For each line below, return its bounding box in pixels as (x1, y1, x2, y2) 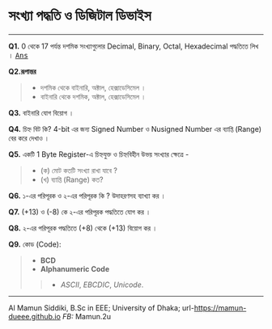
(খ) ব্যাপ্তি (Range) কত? (40, 175, 104, 184)
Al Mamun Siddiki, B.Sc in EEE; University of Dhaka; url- (8, 302, 194, 313)
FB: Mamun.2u (62, 311, 112, 321)
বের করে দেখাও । (8, 133, 50, 143)
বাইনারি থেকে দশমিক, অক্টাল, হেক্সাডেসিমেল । (40, 91, 147, 101)
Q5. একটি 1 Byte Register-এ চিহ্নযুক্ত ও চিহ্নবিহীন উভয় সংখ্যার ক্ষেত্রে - (8, 149, 189, 159)
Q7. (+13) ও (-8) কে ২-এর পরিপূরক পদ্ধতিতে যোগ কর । (8, 207, 151, 217)
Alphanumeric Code (40, 264, 110, 273)
